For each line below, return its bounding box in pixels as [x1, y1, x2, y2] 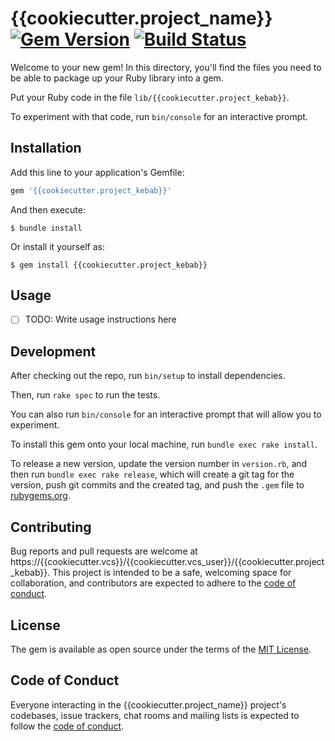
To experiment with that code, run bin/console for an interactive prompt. [10, 110, 308, 122]
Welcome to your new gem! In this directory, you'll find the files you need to [10, 61, 322, 73]
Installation [10, 140, 82, 157]
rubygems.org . [10, 490, 71, 502]
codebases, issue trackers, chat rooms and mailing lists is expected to [10, 709, 300, 721]
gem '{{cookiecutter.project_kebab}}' [10, 185, 172, 196]
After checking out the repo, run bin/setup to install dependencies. [10, 370, 286, 382]
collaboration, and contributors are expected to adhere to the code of [10, 577, 297, 589]
